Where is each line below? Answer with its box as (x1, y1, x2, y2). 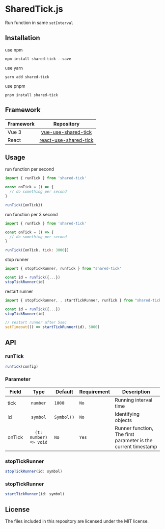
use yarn (5, 65, 23, 71)
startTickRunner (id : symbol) (5, 492, 65, 497)
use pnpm (5, 83, 26, 89)
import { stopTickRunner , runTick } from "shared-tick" (5, 266, 122, 271)
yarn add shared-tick (5, 75, 50, 79)
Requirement (79, 388, 110, 395)
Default (55, 388, 74, 395)
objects (114, 417, 132, 424)
